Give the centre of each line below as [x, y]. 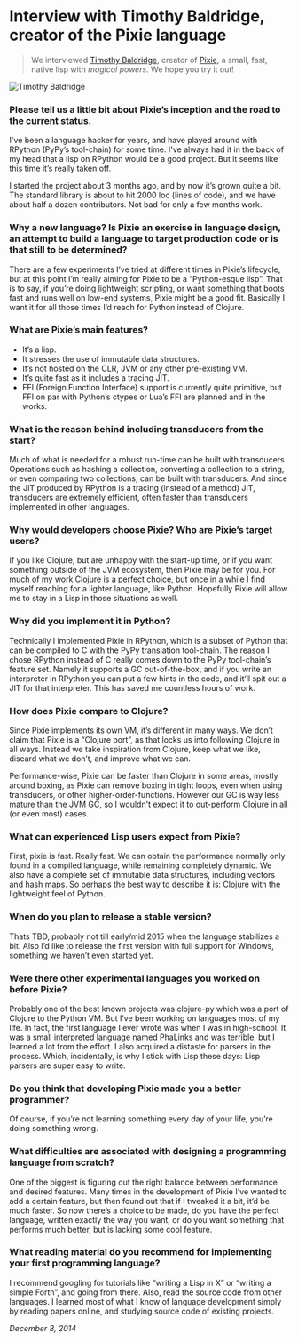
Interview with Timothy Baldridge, [137, 16]
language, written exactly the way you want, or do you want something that [147, 1219]
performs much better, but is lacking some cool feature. [111, 1229]
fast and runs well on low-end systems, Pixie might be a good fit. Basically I [147, 297]
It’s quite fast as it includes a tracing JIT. [96, 378]
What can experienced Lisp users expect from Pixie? [125, 836]
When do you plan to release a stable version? [110, 917]
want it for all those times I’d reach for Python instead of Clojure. [127, 307]
